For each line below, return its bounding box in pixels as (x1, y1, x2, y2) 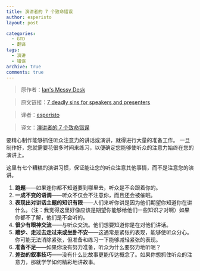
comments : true (6, 69, 44, 75)
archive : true (6, 64, 42, 70)
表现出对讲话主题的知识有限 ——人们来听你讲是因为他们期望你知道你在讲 (14, 199, 192, 206)
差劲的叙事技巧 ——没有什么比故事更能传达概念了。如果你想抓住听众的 (14, 251, 187, 259)
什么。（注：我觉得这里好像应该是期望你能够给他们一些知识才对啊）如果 (14, 206, 190, 214)
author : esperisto (6, 14, 52, 20)
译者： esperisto (20, 111, 60, 119)
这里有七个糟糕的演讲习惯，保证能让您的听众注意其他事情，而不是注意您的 (6, 164, 189, 171)
